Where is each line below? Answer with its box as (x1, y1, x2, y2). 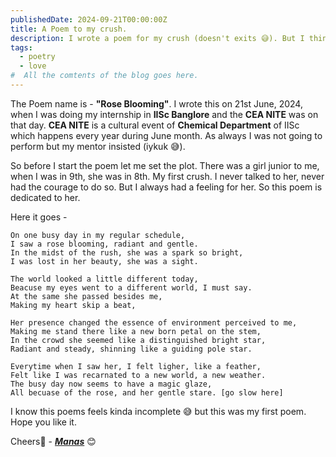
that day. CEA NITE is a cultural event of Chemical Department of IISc (10, 119, 300, 131)
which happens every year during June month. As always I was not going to (10, 129, 323, 141)
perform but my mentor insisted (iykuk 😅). (10, 140, 186, 152)
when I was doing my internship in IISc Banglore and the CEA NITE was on (10, 108, 319, 120)
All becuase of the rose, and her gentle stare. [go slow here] (10, 387, 284, 398)
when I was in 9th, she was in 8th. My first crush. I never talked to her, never (10, 170, 325, 182)
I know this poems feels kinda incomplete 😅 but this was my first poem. (10, 405, 307, 417)
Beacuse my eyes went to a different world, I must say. (10, 282, 253, 293)
